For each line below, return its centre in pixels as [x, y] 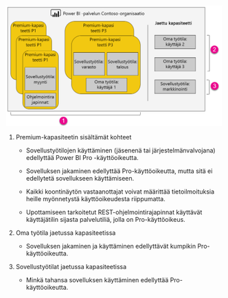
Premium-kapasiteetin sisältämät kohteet [73, 137]
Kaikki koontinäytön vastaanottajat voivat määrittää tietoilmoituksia [120, 192]
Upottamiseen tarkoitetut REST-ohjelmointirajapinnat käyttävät [114, 212]
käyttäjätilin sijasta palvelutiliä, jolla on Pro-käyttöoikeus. [105, 220]
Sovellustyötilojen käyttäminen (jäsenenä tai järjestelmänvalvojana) [121, 150]
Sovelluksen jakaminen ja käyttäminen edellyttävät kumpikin [111, 247]
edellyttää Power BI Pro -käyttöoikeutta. [82, 158]
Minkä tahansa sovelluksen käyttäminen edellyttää [97, 280]
